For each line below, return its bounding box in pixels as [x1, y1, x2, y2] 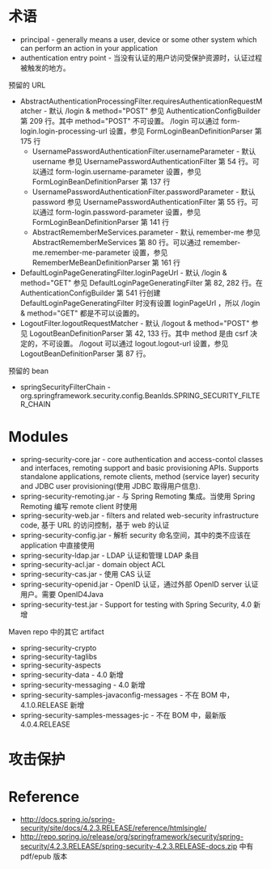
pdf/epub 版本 [19, 851, 68, 861]
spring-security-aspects [19, 660, 101, 670]
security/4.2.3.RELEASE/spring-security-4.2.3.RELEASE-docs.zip [19, 841, 238, 850]
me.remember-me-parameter [32, 248, 131, 257]
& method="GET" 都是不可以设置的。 [19, 308, 144, 318]
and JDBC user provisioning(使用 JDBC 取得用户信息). [19, 481, 201, 490]
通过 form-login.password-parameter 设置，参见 [39, 207, 201, 217]
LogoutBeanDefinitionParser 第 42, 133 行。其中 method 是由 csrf [29, 329, 248, 338]
